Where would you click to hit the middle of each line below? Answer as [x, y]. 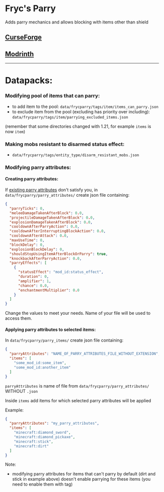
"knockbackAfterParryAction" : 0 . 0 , [46, 258]
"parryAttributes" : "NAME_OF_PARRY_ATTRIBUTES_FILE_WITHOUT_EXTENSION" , [85, 354]
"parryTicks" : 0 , [27, 208]
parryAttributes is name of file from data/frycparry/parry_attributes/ [77, 386]
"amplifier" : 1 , [34, 281]
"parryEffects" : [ [28, 263]
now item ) [15, 131]
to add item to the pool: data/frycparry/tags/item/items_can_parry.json [85, 106]
